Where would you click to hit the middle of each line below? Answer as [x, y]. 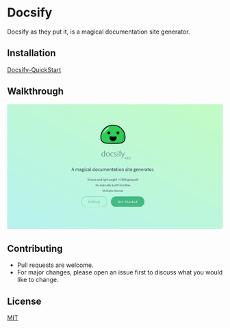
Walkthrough [35, 92]
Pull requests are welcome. [55, 265]
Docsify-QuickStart [34, 69]
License [24, 301]
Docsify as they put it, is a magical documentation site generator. [99, 32]
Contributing [35, 248]
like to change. [38, 280]
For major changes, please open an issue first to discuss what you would [120, 272]
